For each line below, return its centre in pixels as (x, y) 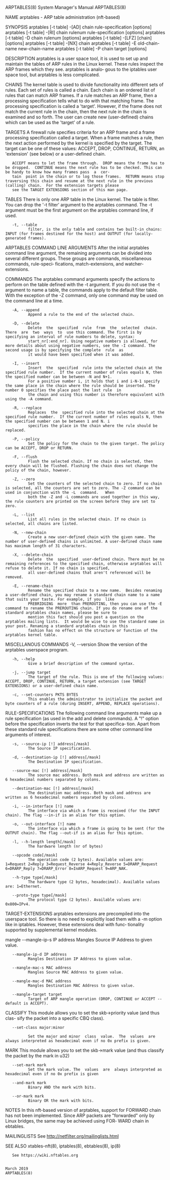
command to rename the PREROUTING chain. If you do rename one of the (81, 608)
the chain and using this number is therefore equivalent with (96, 395)
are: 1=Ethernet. (24, 887)
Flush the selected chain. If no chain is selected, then (90, 461)
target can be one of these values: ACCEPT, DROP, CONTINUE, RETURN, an (85, 149)
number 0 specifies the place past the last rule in (63, 390)
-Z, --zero (24, 479)
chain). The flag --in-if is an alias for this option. (65, 815)
